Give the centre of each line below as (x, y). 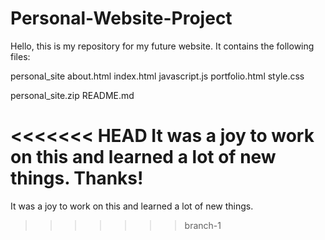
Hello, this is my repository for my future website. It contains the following (162, 46)
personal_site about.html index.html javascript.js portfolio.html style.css (157, 76)
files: (20, 56)
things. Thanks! (77, 178)
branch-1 (203, 225)
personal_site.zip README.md (72, 95)
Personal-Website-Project (121, 18)
